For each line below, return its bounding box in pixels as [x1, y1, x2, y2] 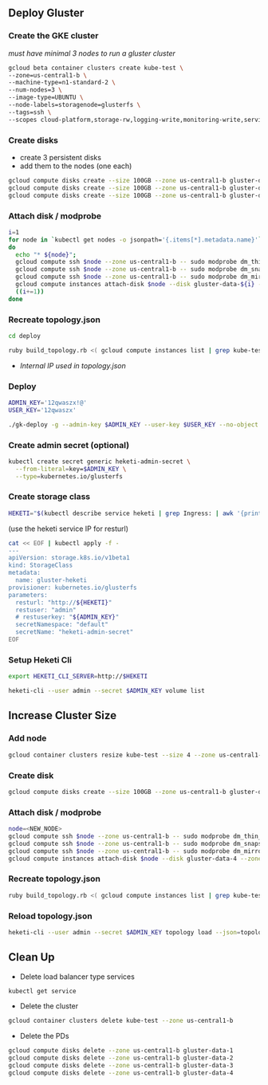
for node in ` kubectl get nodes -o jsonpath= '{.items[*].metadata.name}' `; [8, 235, 266, 244]
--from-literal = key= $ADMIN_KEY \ [15, 465, 127, 473]
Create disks [8, 135, 58, 146]
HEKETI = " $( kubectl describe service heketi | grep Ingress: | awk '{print [8, 509, 262, 517]
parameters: [8, 591, 48, 599]
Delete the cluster [19, 1001, 79, 1011]
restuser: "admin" [15, 606, 77, 614]
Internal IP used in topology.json [19, 360, 126, 370]
